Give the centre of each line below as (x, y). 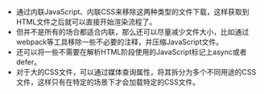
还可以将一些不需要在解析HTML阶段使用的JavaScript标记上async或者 (131, 52)
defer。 (29, 62)
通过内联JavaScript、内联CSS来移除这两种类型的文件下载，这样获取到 (132, 12)
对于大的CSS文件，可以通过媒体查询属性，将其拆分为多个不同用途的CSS (136, 72)
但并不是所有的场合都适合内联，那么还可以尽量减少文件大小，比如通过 (132, 32)
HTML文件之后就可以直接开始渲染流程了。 (86, 22)
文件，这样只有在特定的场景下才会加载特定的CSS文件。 (107, 82)
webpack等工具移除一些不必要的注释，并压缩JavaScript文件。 (120, 42)
